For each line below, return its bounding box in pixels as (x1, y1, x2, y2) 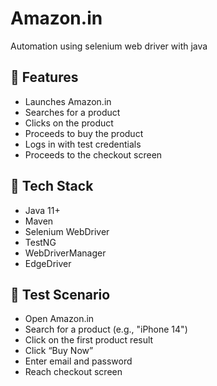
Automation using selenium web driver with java (10, 40, 208, 52)
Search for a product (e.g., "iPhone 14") (24, 323, 188, 336)
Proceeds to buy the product (24, 127, 144, 139)
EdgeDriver (24, 257, 72, 269)
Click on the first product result (24, 334, 154, 346)
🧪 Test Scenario (10, 286, 111, 303)
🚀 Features (10, 69, 79, 86)
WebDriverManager (24, 247, 107, 259)
